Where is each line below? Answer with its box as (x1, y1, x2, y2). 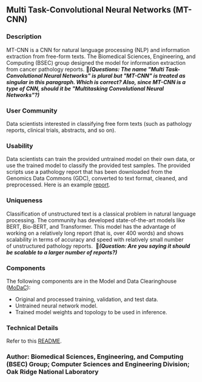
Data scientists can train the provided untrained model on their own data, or (6, 156, 195, 163)
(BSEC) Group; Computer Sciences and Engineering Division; (6, 360, 190, 369)
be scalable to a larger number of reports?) (6, 248, 118, 256)
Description (6, 33, 42, 41)
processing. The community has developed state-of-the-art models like (6, 216, 186, 223)
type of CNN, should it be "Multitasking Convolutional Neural (6, 85, 164, 92)
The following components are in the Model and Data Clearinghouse (6, 277, 177, 285)
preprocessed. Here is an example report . (6, 181, 110, 188)
